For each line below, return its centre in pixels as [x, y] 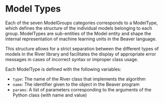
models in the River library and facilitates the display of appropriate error [81, 54]
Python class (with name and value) [50, 95]
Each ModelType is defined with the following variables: [63, 69]
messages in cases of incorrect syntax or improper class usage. [72, 59]
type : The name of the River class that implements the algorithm [79, 79]
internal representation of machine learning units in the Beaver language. [81, 39]
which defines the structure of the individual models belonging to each [79, 28]
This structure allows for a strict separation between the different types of [82, 48]
